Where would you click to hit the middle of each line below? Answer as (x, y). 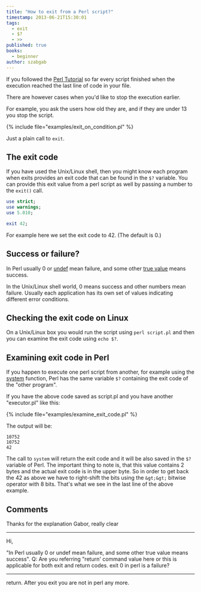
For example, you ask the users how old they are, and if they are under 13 (97, 109)
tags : (13, 23)
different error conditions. (38, 299)
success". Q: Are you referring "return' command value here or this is (92, 559)
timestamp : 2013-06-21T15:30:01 (46, 17)
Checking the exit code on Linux (67, 318)
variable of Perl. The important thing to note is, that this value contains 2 (95, 465)
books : (14, 51)
